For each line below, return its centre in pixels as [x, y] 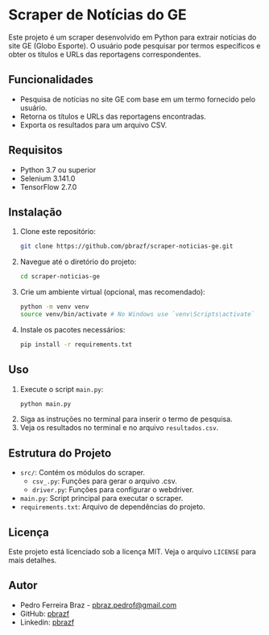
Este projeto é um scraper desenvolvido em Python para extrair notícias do [132, 37]
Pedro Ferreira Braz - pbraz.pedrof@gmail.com [98, 605]
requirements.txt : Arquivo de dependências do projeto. [112, 507]
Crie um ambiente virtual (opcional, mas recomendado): [112, 292]
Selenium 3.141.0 [48, 178]
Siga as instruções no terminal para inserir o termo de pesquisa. [126, 419]
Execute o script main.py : [62, 389]
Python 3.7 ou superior [58, 169]
